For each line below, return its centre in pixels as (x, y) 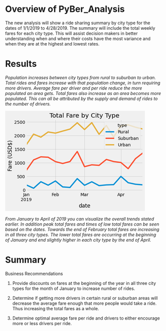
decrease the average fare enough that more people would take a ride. (84, 303)
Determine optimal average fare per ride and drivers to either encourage (86, 318)
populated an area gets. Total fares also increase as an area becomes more (83, 93)
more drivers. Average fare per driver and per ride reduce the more (74, 88)
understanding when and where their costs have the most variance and (78, 39)
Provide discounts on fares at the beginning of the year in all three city (84, 283)
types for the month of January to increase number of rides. (74, 288)
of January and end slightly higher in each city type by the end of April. (78, 240)
